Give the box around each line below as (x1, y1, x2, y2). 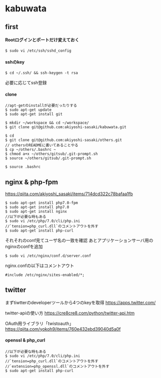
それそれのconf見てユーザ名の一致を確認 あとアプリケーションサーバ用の (5, 238, 154, 243)
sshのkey (5, 59, 25, 65)
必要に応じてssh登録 (5, 79, 47, 85)
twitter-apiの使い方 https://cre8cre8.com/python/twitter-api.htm (5, 310, 135, 316)
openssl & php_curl (5, 337, 45, 343)
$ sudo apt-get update (5, 107, 52, 112)
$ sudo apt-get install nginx (5, 209, 67, 214)
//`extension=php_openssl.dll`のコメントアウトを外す (5, 364, 110, 369)
